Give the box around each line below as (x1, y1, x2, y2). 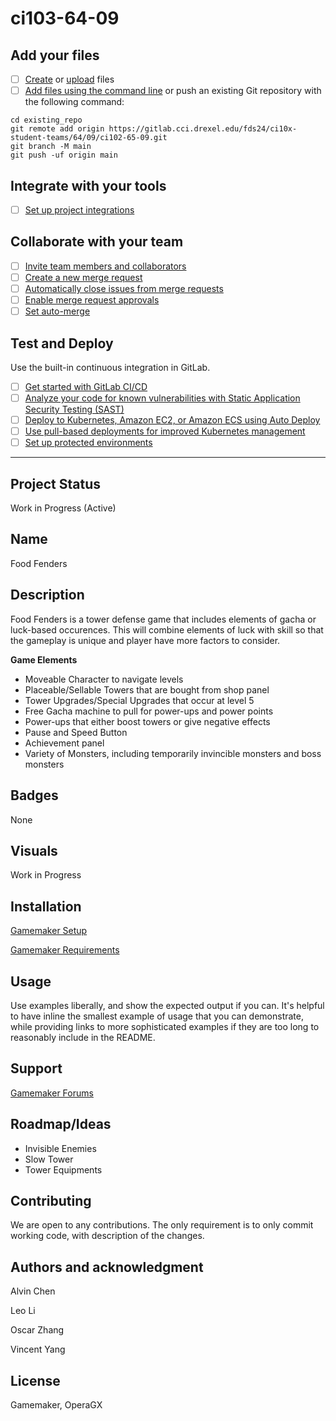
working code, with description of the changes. (10, 1230, 205, 1242)
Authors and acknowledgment (10, 1258, 204, 1276)
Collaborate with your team (10, 233, 184, 251)
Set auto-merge (24, 305, 91, 317)
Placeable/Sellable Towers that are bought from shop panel (24, 683, 270, 696)
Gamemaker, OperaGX (10, 1399, 103, 1411)
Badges (10, 787, 59, 804)
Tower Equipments (24, 1163, 103, 1176)
